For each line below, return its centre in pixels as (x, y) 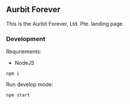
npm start (18, 95)
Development (26, 39)
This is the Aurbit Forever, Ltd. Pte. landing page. (65, 23)
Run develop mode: (30, 85)
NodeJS (24, 63)
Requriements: (24, 51)
